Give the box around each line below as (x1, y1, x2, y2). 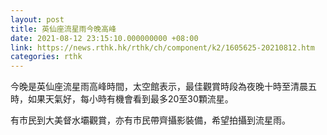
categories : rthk (10, 52, 83, 62)
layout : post (10, 14, 65, 25)
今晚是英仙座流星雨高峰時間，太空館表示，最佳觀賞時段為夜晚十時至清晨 (10, 81, 308, 93)
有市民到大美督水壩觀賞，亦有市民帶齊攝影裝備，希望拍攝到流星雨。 (10, 114, 291, 126)
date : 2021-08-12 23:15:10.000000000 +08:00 (10, 33, 199, 43)
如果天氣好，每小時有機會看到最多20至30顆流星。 (27, 93, 234, 105)
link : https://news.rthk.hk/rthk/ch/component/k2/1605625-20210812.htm (10, 42, 315, 53)
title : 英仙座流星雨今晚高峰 (10, 24, 117, 34)
